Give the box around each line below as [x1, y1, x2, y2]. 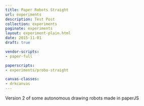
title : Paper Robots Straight [5, 7, 69, 13]
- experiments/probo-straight [5, 67, 69, 73]
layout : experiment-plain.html [5, 31, 71, 36]
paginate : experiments [5, 26, 53, 31]
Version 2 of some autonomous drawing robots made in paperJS [5, 95, 139, 101]
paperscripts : [5, 63, 35, 68]
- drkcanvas [5, 81, 30, 86]
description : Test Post [5, 17, 55, 22]
